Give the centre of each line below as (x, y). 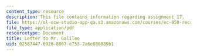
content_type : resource (35, 11)
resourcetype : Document (35, 33)
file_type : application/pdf (40, 28)
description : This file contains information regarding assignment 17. (95, 17)
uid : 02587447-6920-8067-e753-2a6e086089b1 (60, 44)
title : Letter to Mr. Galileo (43, 38)
